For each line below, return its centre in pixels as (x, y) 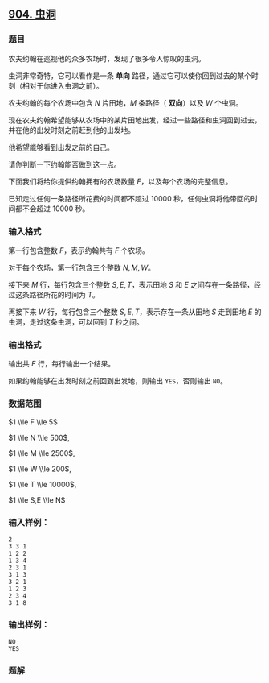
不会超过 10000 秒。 (56, 209)
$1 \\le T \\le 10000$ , (43, 484)
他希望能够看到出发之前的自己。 (61, 147)
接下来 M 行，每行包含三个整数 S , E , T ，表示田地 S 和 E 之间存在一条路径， (131, 284)
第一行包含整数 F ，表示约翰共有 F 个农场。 (79, 250)
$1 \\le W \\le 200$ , (40, 469)
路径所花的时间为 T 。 (64, 294)
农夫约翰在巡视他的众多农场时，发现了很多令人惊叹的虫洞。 (107, 58)
